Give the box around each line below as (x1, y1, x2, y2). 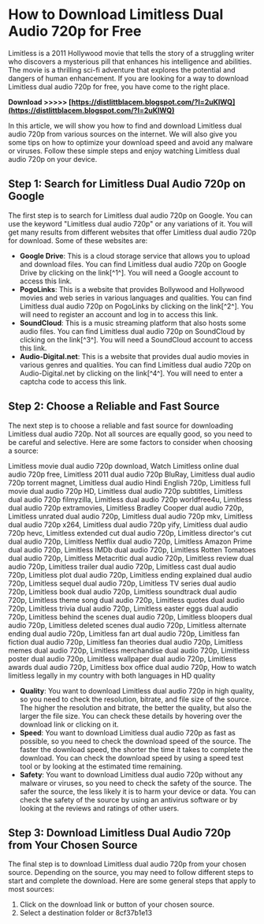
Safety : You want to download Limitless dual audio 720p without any (19, 769, 243, 779)
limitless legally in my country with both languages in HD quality (8, 671, 216, 680)
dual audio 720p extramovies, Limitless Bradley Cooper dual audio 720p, (8, 503, 244, 512)
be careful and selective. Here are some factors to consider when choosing (8, 437, 254, 447)
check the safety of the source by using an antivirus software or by (19, 795, 238, 804)
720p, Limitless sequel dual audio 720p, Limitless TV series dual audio (8, 578, 236, 588)
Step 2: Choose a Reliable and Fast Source (8, 400, 220, 413)
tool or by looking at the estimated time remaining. (19, 761, 183, 771)
